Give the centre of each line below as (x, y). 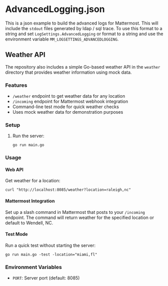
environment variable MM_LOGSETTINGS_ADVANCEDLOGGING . (62, 39)
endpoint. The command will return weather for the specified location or (80, 217)
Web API (14, 169)
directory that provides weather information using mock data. (68, 72)
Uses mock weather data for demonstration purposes (68, 112)
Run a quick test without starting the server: (50, 245)
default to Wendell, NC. (29, 223)
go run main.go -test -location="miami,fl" (51, 254)
